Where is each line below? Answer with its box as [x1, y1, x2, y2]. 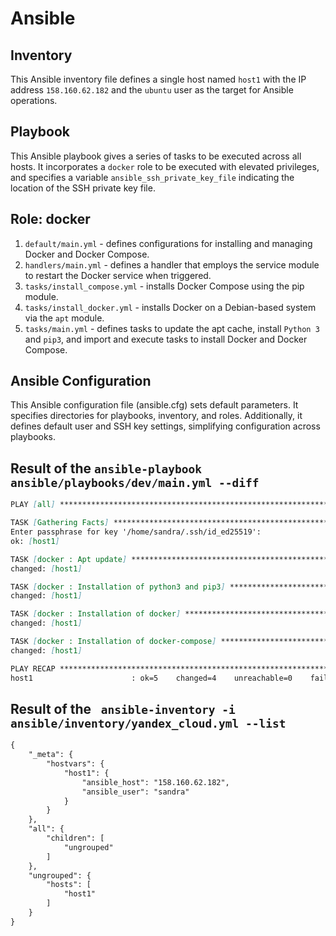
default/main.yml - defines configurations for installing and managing [24, 237, 313, 249]
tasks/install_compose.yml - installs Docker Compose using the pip [24, 280, 305, 292]
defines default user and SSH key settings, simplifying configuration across [10, 420, 321, 432]
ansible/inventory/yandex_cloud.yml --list [10, 716, 287, 731]
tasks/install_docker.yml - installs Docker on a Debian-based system [24, 301, 317, 313]
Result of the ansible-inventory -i [10, 700, 236, 717]
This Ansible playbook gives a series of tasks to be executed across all [10, 150, 302, 162]
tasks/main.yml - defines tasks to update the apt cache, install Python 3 [24, 322, 320, 334]
